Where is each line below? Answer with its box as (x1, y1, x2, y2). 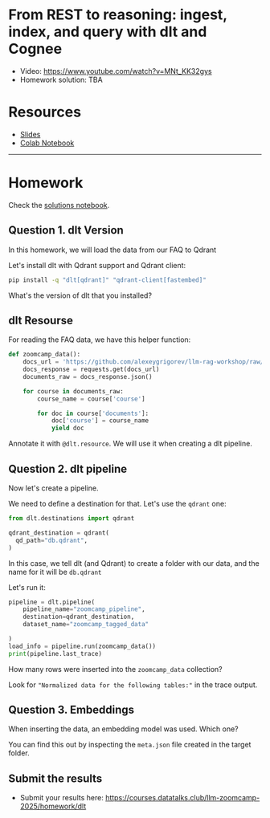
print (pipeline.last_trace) (8, 649, 103, 657)
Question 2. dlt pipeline (8, 462, 128, 475)
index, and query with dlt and (8, 22, 207, 41)
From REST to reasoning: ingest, (8, 6, 227, 24)
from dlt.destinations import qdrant (8, 515, 135, 523)
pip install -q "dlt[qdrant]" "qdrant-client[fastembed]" (8, 275, 207, 284)
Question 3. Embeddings (8, 703, 135, 717)
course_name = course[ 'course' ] (37, 395, 146, 403)
